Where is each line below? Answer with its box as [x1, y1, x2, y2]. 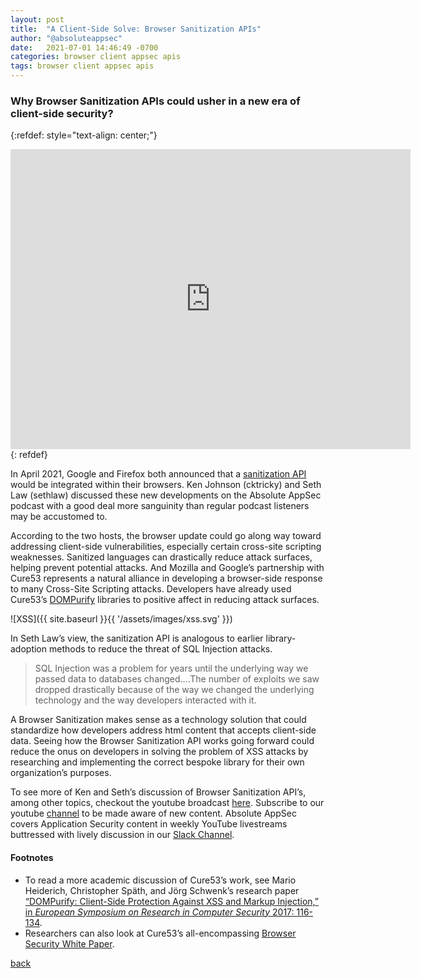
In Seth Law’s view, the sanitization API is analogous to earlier [10, 632, 264, 645]
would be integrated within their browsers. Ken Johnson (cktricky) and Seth [10, 479, 322, 491]
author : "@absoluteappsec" [10, 33, 123, 43]
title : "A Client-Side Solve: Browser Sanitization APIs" [10, 24, 262, 34]
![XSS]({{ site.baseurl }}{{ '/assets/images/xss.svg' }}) [10, 613, 233, 625]
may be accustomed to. [10, 511, 108, 523]
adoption [10, 643, 48, 655]
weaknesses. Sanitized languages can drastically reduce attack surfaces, [10, 551, 313, 563]
